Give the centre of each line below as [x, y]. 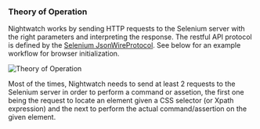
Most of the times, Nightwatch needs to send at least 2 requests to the [122, 84]
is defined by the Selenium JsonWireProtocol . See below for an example [125, 45]
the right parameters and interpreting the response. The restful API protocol [130, 37]
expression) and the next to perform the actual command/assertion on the [128, 109]
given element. [32, 117]
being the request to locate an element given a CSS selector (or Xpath [121, 101]
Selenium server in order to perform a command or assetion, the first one [126, 92]
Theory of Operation [48, 12]
